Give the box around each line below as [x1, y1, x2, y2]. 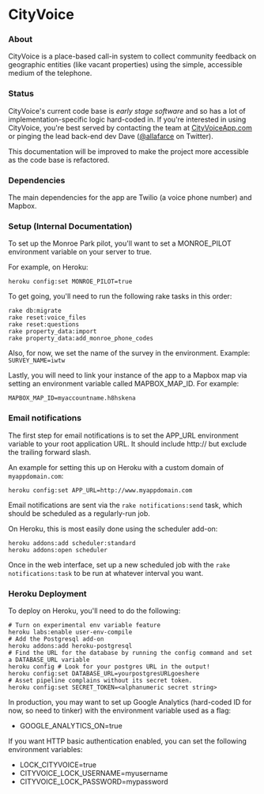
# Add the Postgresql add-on [8, 634, 104, 643]
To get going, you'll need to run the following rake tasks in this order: [8, 292, 232, 301]
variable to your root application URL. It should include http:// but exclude [8, 438, 247, 448]
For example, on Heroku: [8, 262, 89, 272]
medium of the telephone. [8, 69, 92, 78]
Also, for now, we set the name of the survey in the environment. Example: [8, 348, 251, 358]
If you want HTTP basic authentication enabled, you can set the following [8, 736, 247, 746]
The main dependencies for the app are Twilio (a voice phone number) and [8, 193, 252, 202]
